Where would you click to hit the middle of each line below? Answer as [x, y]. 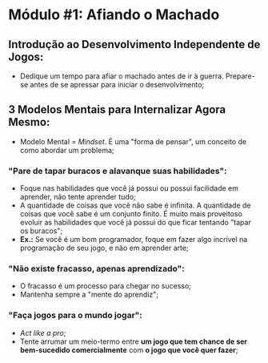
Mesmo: [29, 122]
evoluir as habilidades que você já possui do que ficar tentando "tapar [136, 223]
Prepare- [240, 76]
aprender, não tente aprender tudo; [78, 197]
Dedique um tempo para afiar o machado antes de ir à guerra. [122, 76]
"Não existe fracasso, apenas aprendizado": [97, 268]
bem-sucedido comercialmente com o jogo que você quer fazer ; [129, 349]
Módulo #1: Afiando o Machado [114, 15]
